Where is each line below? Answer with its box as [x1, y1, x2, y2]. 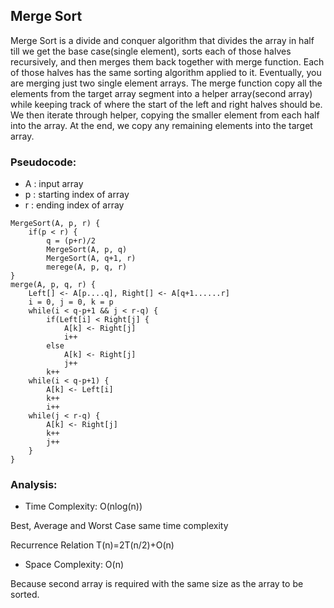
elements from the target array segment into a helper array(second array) [10, 87, 313, 99]
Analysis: [10, 478, 58, 492]
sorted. [10, 589, 40, 601]
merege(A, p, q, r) [46, 262, 128, 273]
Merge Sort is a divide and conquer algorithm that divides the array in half [10, 34, 315, 46]
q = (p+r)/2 [46, 236, 97, 246]
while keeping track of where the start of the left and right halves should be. [10, 98, 323, 110]
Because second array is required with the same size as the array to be [10, 578, 304, 590]
